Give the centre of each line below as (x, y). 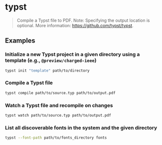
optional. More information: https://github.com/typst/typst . (75, 25)
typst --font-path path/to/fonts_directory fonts (56, 138)
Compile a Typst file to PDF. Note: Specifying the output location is (83, 20)
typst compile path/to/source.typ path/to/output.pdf (60, 93)
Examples (20, 41)
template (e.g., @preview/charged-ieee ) (51, 60)
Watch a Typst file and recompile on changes (59, 105)
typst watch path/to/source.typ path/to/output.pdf (58, 115)
